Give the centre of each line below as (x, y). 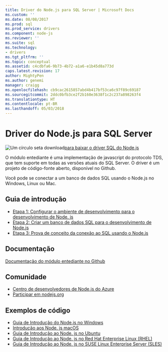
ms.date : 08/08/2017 (27, 19)
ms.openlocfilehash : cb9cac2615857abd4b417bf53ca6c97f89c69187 (73, 90)
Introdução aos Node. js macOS (46, 328)
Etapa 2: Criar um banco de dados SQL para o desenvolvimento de (82, 222)
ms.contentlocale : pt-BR (31, 104)
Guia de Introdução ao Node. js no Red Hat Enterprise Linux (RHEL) (82, 339)
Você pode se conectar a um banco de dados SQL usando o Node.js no (80, 178)
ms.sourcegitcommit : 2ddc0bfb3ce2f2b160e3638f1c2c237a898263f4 (73, 95)
